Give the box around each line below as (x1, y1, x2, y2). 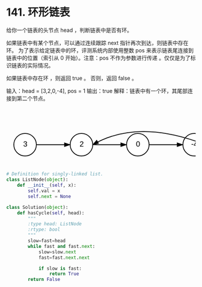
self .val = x (28, 188, 61, 194)
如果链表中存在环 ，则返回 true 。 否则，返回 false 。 (6, 74, 137, 82)
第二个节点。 (16, 94, 49, 102)
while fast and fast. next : (28, 243, 96, 249)
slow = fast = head (28, 238, 66, 244)
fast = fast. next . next (38, 255, 90, 261)
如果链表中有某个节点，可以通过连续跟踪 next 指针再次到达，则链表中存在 (6, 39, 189, 46)
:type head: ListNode (28, 221, 82, 227)
